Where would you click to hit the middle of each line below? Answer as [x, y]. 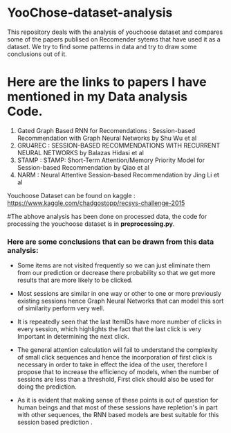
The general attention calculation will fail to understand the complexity [117, 350]
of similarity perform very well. [61, 308]
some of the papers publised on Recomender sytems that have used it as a [114, 39]
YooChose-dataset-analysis [90, 13]
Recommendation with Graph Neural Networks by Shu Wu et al [107, 138]
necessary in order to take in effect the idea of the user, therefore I [112, 364]
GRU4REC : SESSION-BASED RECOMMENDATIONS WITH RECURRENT [119, 145]
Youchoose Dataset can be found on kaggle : [72, 195]
